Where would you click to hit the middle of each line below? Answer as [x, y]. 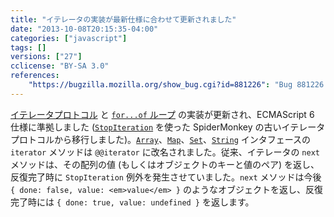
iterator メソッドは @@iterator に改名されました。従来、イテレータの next [165, 152]
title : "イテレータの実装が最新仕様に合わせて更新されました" [123, 19]
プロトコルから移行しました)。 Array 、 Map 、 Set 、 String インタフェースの [161, 139]
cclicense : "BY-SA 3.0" [60, 66]
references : [35, 76]
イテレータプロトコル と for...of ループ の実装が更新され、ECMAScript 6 [162, 114]
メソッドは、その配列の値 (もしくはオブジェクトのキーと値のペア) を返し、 [165, 164]
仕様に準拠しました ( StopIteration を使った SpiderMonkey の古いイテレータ [168, 127]
